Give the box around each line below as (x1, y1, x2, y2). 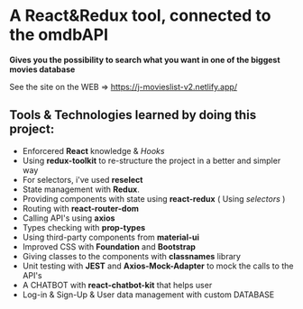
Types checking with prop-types (22, 222, 146, 232)
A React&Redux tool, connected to (9, 5, 271, 26)
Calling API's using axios (22, 213, 115, 223)
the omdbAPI (9, 24, 109, 45)
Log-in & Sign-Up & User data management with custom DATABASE (22, 289, 275, 300)
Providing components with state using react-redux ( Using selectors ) (22, 193, 286, 204)
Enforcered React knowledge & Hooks (22, 145, 165, 156)
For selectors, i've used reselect (22, 174, 143, 185)
